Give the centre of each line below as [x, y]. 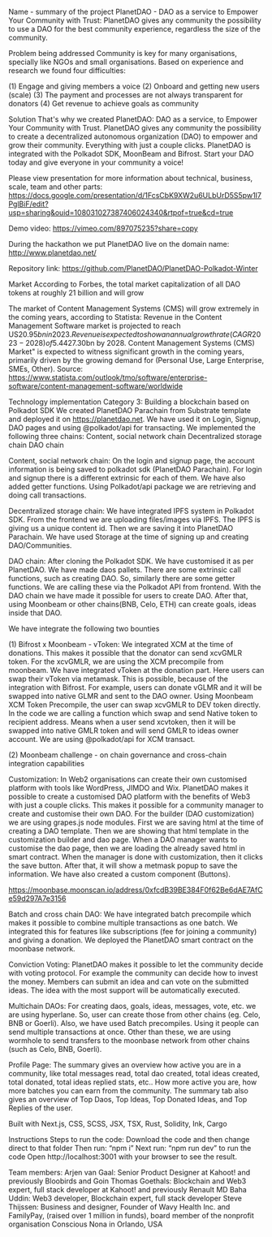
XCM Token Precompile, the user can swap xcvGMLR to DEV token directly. [135, 705]
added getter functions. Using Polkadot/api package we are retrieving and [132, 487]
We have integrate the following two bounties [84, 629]
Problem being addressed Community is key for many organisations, [123, 53]
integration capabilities [47, 763]
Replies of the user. [41, 1108]
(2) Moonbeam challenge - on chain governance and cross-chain [118, 755]
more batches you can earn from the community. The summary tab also [129, 1090]
